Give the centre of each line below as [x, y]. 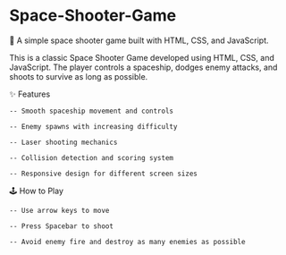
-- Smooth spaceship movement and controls [92, 111]
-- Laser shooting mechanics [63, 142]
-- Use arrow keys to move [59, 210]
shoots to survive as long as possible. [79, 76]
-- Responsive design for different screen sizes [104, 174]
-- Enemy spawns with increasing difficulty [93, 126]
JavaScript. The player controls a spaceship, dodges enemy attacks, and [143, 67]
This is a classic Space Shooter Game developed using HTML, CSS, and [142, 57]
